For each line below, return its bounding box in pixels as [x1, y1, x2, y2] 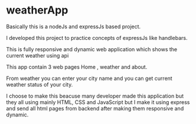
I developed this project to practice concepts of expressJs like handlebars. [6, 34, 188, 41]
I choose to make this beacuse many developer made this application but [6, 92, 184, 99]
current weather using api [6, 52, 69, 59]
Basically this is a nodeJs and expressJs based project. [6, 23, 141, 30]
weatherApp [6, 4, 68, 17]
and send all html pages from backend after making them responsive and [6, 105, 184, 112]
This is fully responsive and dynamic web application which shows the [6, 45, 178, 53]
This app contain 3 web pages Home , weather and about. [6, 63, 148, 71]
